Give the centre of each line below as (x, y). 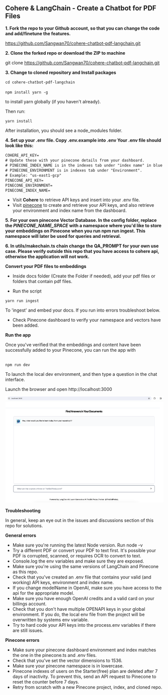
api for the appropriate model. (43, 593)
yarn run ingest (22, 301)
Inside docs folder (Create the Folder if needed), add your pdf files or (84, 276)
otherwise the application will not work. (47, 256)
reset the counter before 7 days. (46, 681)
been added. (26, 325)
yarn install (19, 121)
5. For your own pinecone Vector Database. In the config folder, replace (81, 220)
